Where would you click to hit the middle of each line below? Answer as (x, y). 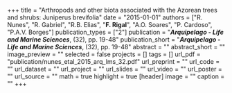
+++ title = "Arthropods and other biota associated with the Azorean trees (113, 10)
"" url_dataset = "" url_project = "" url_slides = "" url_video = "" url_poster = (115, 69)
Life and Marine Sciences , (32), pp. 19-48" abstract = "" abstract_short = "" (116, 47)
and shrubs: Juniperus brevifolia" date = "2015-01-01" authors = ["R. (105, 17)
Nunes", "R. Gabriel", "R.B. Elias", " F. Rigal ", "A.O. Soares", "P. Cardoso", (110, 25)
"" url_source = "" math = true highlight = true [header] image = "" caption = (116, 76)
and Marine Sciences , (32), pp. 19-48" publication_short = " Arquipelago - (114, 40)
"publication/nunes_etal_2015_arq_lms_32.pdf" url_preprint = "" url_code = (114, 61)
